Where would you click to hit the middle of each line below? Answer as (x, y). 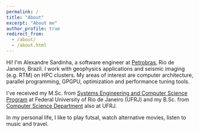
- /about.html (29, 46)
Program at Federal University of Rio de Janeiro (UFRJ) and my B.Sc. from (98, 99)
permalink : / (22, 12)
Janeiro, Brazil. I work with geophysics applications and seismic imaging (96, 68)
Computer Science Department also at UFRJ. (62, 106)
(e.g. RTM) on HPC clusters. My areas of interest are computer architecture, (100, 75)
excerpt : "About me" (32, 23)
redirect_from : (25, 34)
